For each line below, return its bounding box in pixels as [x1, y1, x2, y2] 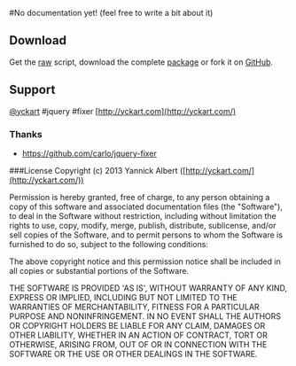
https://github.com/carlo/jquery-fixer [21, 148, 158, 159]
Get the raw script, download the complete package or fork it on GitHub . [9, 57, 273, 67]
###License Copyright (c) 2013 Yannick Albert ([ [9, 165, 186, 175]
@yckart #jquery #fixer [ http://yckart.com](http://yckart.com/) [9, 105, 237, 116]
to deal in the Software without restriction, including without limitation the [9, 210, 277, 221]
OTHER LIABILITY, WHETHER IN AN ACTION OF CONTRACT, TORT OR [9, 330, 268, 340]
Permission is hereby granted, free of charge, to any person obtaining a [9, 191, 270, 202]
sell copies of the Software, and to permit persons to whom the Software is [9, 230, 284, 240]
